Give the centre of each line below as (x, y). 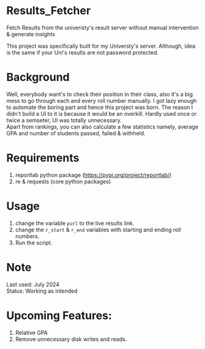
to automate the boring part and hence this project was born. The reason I (100, 107)
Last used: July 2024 (33, 284)
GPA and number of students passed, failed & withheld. (76, 133)
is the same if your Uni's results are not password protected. (83, 52)
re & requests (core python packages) (63, 181)
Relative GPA (31, 332)
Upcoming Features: (59, 315)
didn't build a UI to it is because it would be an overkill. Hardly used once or (102, 113)
